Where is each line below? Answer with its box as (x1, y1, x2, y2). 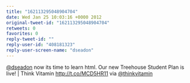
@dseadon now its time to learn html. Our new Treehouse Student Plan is (6, 63, 185, 71)
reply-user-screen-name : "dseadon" (6, 47, 94, 53)
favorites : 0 (6, 31, 38, 37)
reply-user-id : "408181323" (6, 42, 76, 48)
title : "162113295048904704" (6, 8, 78, 15)
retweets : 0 (6, 25, 36, 31)
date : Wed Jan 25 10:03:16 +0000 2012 (6, 14, 102, 20)
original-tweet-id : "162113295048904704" (6, 20, 110, 25)
